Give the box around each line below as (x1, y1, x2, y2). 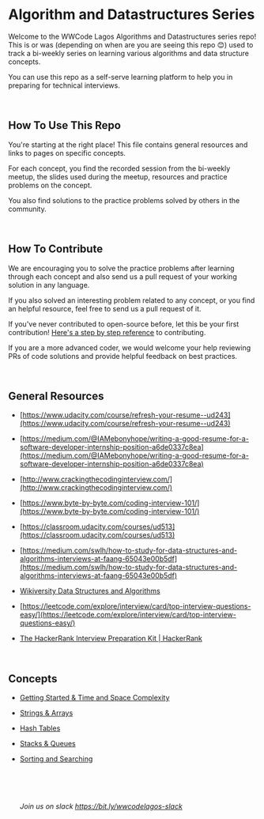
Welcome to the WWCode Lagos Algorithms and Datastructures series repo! (8, 32, 257, 41)
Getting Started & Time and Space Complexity (19, 693, 170, 703)
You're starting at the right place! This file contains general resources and (8, 140, 248, 149)
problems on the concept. (8, 180, 92, 190)
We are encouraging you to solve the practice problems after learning (8, 263, 235, 273)
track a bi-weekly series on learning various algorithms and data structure (8, 48, 249, 58)
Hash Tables (19, 723, 61, 733)
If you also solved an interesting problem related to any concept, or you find (8, 295, 255, 305)
